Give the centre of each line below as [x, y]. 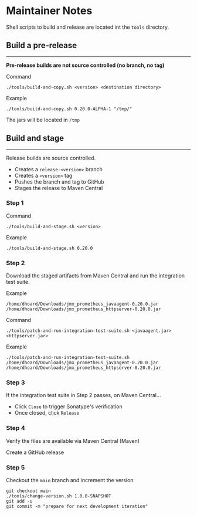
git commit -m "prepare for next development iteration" [77, 506]
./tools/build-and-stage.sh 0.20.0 [50, 248]
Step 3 [16, 382]
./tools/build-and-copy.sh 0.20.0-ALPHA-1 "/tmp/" [69, 109]
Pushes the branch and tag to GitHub [59, 182]
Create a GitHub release [35, 452]
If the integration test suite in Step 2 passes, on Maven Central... [84, 395]
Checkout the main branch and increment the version [70, 480]
